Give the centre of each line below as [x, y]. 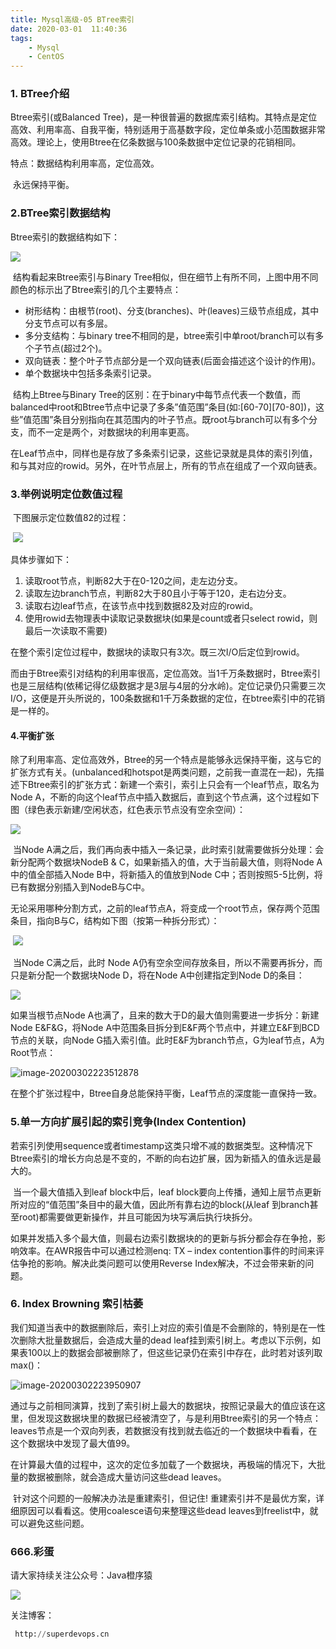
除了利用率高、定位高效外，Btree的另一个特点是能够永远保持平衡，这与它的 [166, 760]
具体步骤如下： [41, 560]
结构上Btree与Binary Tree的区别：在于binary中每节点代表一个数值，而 [157, 394]
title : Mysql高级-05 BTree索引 [72, 19]
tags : [21, 38]
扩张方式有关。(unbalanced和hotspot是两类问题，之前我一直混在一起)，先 [163, 772]
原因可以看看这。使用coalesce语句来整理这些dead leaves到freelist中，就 [168, 1510]
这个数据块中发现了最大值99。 [73, 1443]
